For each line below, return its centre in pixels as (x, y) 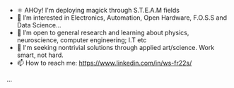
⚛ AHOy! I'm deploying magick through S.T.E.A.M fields (98, 10)
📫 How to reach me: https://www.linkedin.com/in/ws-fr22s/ (104, 63)
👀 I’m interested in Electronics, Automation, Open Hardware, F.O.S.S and (122, 18)
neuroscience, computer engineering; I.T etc (82, 40)
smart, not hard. (40, 55)
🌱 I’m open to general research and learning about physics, (103, 32)
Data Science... (39, 25)
